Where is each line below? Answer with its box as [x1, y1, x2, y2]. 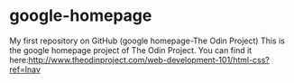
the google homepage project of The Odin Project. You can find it [9, 44, 253, 55]
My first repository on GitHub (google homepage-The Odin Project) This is [9, 35, 286, 46]
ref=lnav [9, 64, 41, 75]
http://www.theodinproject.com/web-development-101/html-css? [28, 54, 271, 65]
